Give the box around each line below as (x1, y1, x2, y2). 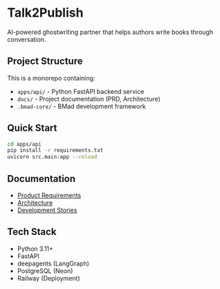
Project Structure (7, 56, 83, 67)
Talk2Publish (7, 5, 84, 21)
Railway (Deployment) (17, 274, 81, 282)
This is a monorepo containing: (7, 74, 95, 82)
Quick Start (7, 122, 57, 134)
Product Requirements (17, 191, 82, 199)
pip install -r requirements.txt (7, 147, 104, 154)
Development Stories (17, 206, 77, 214)
